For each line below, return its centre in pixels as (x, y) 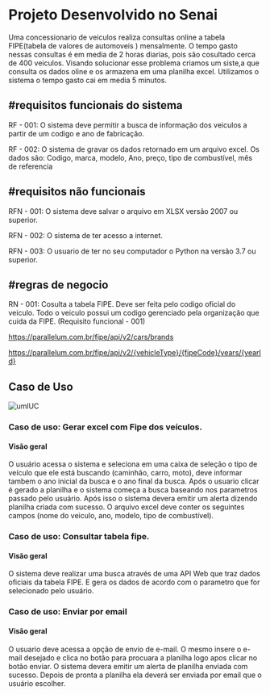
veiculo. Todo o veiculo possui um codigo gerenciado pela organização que (134, 313)
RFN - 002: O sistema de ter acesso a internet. (86, 235)
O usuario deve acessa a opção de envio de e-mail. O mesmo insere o (125, 649)
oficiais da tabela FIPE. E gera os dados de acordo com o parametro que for (134, 582)
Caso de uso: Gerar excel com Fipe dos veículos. (106, 427)
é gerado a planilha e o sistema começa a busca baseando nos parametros (133, 490)
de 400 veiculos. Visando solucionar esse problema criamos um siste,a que (134, 63)
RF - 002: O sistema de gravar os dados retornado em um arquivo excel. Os (134, 149)
